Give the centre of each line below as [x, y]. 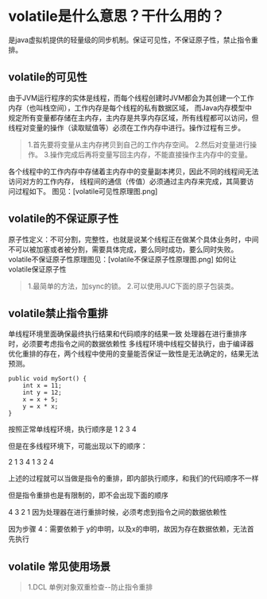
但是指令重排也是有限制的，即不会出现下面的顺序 [88, 495]
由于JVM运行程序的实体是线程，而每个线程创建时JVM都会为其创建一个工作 [131, 98]
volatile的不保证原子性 [64, 219]
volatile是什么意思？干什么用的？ [116, 16]
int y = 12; [42, 393]
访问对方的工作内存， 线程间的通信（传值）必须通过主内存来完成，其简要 [128, 181]
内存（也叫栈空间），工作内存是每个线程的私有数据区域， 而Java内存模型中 [130, 107]
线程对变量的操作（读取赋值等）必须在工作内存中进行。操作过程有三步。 [126, 127]
